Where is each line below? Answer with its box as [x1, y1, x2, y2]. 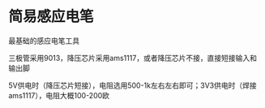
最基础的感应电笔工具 [8, 36, 79, 45]
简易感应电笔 [8, 7, 95, 26]
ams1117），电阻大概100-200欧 [8, 90, 110, 100]
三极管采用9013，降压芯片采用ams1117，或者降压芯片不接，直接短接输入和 [8, 53, 258, 63]
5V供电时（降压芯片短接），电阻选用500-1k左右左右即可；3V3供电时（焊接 [8, 80, 257, 90]
